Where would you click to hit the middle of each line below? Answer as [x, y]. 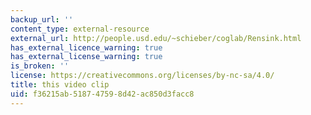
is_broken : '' [40, 66]
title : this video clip [60, 85]
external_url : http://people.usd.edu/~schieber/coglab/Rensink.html [156, 38]
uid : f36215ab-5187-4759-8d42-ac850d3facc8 [102, 94]
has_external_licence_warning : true [86, 47]
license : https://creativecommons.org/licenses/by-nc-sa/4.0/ [142, 76]
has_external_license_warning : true [86, 57]
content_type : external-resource [80, 29]
